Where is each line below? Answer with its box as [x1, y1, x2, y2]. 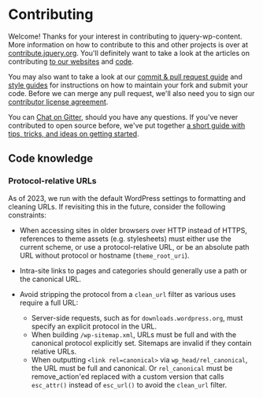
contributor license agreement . [8, 97, 109, 106]
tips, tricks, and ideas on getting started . [8, 128, 139, 139]
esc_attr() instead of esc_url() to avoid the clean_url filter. [31, 380, 228, 389]
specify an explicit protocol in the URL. [31, 321, 157, 331]
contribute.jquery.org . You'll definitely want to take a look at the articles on [8, 48, 250, 58]
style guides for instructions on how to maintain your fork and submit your [8, 80, 248, 90]
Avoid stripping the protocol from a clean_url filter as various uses [19, 289, 236, 299]
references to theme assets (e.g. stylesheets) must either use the [19, 234, 232, 243]
